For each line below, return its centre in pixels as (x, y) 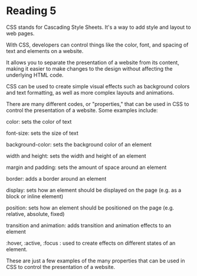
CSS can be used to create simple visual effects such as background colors (98, 86)
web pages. (20, 33)
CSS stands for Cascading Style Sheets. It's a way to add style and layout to (98, 27)
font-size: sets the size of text (42, 133)
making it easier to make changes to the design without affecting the (89, 68)
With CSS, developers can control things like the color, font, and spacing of (97, 45)
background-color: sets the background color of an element (79, 144)
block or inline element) (35, 196)
